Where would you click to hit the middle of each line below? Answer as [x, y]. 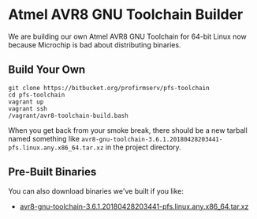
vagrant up [26, 102]
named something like [44, 138]
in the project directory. [143, 147]
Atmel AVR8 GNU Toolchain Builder [126, 15]
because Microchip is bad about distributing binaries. [95, 44]
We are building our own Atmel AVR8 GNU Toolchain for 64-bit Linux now [127, 36]
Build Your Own [47, 70]
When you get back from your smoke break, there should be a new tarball [128, 130]
